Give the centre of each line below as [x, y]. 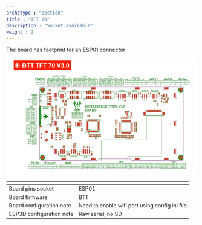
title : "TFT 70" [28, 19]
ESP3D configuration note [41, 214]
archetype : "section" [35, 13]
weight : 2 [20, 32]
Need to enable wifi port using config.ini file [133, 205]
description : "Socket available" [50, 25]
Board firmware [28, 197]
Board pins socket [31, 189]
